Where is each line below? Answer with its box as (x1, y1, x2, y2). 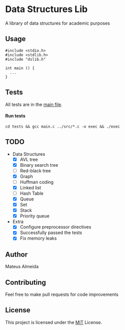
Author (5, 250, 28, 259)
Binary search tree (20, 162, 59, 168)
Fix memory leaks (20, 235, 57, 242)
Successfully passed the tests (20, 230, 82, 236)
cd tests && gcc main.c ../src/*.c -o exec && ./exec (5, 124, 120, 129)
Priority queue (20, 213, 50, 219)
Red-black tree (20, 167, 51, 174)
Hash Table (20, 190, 44, 196)
